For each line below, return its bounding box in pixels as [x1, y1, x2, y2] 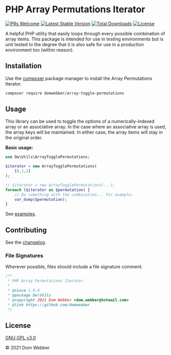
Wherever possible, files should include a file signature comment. [5, 264, 143, 270]
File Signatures [5, 252, 43, 259]
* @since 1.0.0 [7, 288, 40, 293]
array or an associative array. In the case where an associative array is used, [5, 124, 166, 130]
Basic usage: [5, 144, 34, 151]
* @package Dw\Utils [7, 293, 52, 298]
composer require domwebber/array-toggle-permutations [5, 91, 125, 96]
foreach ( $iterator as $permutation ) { [5, 187, 90, 193]
